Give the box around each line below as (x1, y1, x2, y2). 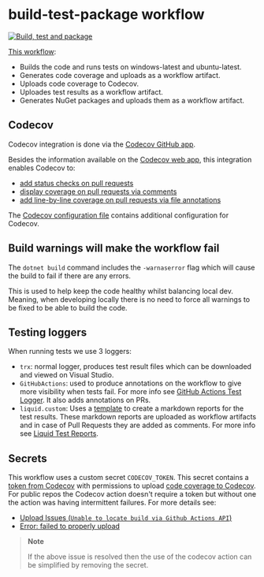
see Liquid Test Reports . (19, 429, 99, 438)
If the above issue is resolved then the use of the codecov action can (27, 552, 252, 561)
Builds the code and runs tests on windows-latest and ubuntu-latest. (19, 61, 242, 72)
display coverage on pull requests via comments (19, 187, 177, 196)
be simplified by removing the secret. (27, 560, 149, 570)
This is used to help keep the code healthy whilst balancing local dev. (8, 286, 234, 296)
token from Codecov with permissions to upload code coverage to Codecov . (8, 481, 256, 490)
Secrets (8, 452, 47, 465)
